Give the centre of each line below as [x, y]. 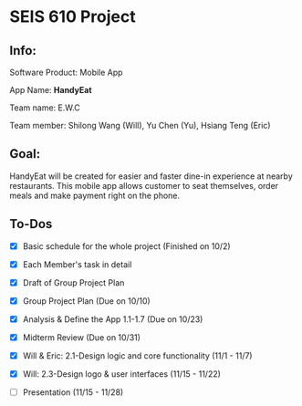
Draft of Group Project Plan [73, 282]
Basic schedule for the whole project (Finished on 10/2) [126, 246]
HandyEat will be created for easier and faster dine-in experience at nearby [151, 176]
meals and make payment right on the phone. [95, 195]
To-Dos [31, 224]
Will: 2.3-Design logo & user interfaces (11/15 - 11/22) [122, 374]
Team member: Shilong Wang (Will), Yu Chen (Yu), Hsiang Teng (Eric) [140, 125]
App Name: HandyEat [51, 90]
